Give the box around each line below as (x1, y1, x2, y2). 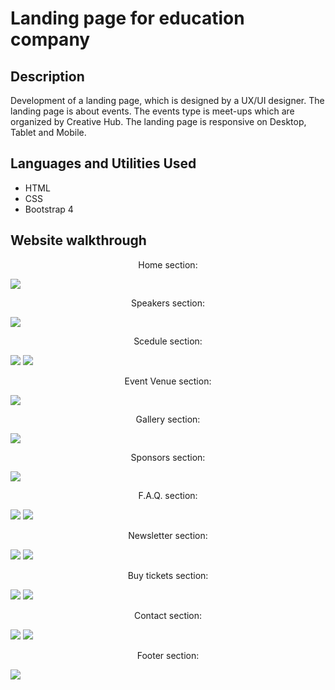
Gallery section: (135, 413, 201, 425)
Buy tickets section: (127, 569, 209, 581)
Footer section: (136, 649, 200, 661)
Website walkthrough (10, 232, 147, 249)
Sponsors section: (130, 451, 206, 463)
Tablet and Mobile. (10, 127, 87, 138)
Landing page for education (10, 7, 245, 30)
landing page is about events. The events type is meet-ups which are (10, 105, 295, 117)
